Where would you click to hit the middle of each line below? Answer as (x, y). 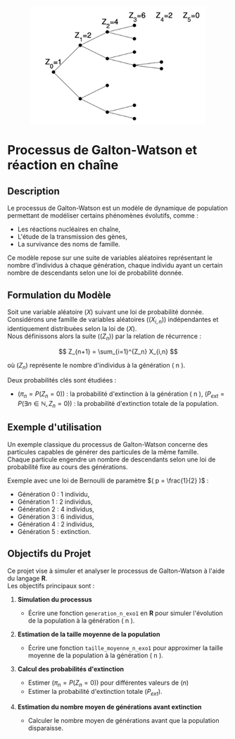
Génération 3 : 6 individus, (56, 516)
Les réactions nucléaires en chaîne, (69, 229)
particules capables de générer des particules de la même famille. (103, 452)
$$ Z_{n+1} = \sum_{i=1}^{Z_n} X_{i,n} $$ (118, 352)
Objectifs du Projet (49, 554)
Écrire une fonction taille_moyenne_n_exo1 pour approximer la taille (126, 647)
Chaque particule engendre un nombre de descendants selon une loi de (112, 459)
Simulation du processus (55, 599)
